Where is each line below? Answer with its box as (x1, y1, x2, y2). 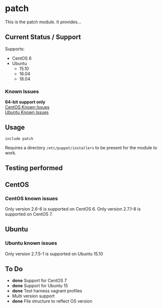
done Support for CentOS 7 (12, 277, 67, 284)
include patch (5, 136, 34, 141)
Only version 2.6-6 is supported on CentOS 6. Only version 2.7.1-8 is (5, 206, 141, 211)
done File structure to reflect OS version (12, 298, 93, 304)
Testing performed (5, 164, 63, 172)
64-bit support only (5, 99, 46, 105)
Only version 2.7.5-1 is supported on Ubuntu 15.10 (5, 251, 103, 257)
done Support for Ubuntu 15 (12, 283, 68, 289)
